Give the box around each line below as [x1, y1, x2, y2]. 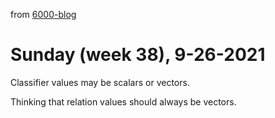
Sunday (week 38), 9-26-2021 [10, 44, 266, 66]
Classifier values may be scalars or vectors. [10, 76, 190, 88]
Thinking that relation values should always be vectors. [10, 95, 237, 108]
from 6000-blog [10, 9, 77, 20]
